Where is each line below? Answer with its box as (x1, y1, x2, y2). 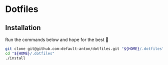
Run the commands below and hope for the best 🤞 (5, 36, 109, 42)
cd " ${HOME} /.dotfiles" (5, 51, 55, 56)
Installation (5, 23, 41, 32)
